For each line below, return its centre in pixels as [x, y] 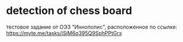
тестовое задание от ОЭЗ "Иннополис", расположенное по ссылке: [92, 27]
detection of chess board [69, 11]
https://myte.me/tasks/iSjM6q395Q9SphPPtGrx [64, 33]
